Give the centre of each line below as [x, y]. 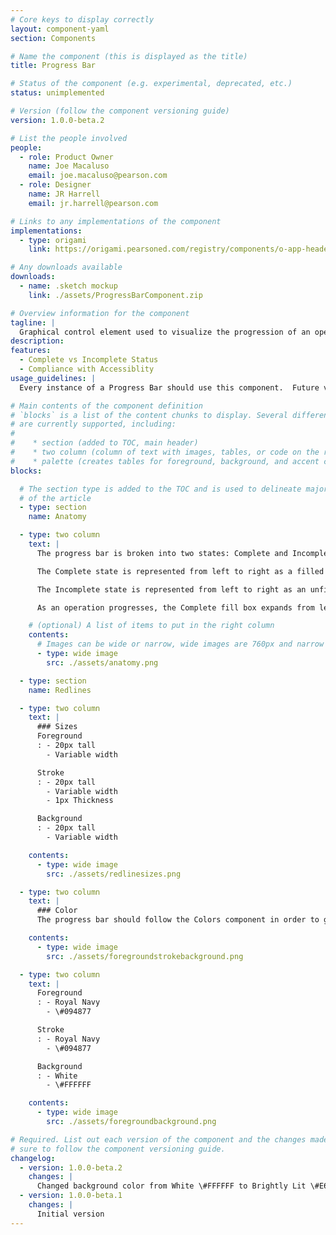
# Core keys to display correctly [82, 19]
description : [37, 341]
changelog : [33, 1158]
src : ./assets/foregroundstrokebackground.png [145, 956]
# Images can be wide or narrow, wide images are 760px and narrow [180, 644]
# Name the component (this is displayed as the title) [129, 56]
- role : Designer [55, 185]
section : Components [53, 38]
